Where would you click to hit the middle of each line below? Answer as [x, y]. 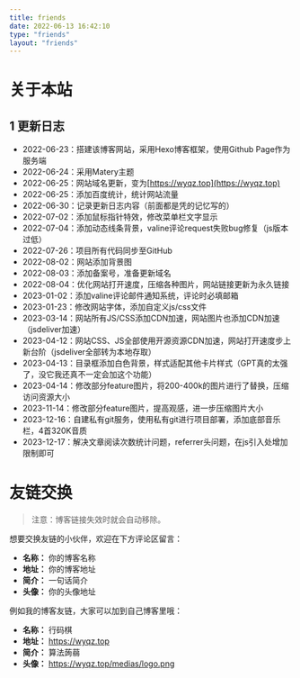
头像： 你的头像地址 [59, 592]
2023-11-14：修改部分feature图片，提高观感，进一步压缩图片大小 [143, 408]
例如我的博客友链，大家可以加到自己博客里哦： [96, 611]
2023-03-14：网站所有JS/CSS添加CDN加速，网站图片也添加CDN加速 [151, 318]
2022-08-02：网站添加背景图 [77, 262]
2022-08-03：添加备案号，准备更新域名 [97, 273]
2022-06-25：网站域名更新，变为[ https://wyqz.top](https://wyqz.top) [151, 183]
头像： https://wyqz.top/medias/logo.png [98, 664]
